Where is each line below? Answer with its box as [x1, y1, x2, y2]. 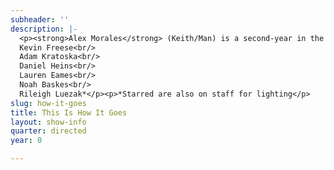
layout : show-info [10, 117, 87, 127]
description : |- [10, 24, 78, 34]
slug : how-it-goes [10, 98, 87, 108]
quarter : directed [10, 126, 87, 136]
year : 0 [10, 136, 43, 146]
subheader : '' [10, 14, 70, 25]
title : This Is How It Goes [10, 107, 128, 118]
